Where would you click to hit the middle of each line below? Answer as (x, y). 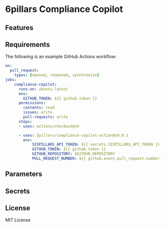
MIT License (18, 220)
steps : (25, 121)
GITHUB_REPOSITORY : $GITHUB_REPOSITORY (73, 154)
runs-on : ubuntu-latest (43, 89)
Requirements (27, 44)
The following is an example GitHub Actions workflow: (61, 56)
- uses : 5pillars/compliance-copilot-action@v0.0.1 (73, 135)
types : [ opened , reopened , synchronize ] (57, 75)
